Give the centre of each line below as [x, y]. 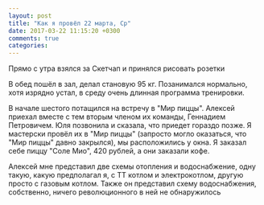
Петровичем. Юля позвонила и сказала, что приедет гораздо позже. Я [130, 125]
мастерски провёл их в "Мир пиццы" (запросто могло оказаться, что [128, 134]
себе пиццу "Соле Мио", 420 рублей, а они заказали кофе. [109, 151]
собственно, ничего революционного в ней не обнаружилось [115, 192]
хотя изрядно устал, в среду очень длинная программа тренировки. [126, 92]
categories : [28, 46]
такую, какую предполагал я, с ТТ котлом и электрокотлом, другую [126, 175]
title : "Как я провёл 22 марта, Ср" [70, 23]
